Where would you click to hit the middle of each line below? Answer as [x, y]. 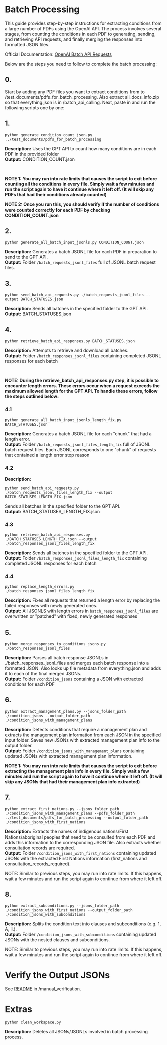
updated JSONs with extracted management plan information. [69, 756]
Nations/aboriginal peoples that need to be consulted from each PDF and [80, 837]
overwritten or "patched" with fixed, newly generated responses [71, 616]
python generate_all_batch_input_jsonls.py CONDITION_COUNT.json [74, 242]
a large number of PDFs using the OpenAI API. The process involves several [83, 28]
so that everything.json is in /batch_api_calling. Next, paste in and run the [80, 102]
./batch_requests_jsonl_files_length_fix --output [59, 492]
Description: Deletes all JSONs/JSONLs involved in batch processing [77, 1032]
